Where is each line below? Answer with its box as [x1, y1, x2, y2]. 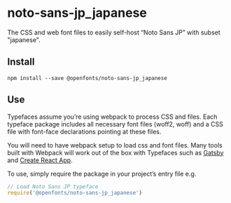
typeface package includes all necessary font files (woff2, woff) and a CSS [7, 119, 224, 128]
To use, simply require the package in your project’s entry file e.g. [7, 169, 197, 178]
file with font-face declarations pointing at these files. [7, 127, 162, 136]
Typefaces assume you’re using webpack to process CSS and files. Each [7, 112, 218, 121]
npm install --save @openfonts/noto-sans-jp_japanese [7, 74, 168, 81]
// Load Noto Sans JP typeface [7, 183, 99, 190]
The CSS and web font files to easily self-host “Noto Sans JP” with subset [7, 28, 220, 37]
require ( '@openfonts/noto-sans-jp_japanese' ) [7, 190, 142, 197]
